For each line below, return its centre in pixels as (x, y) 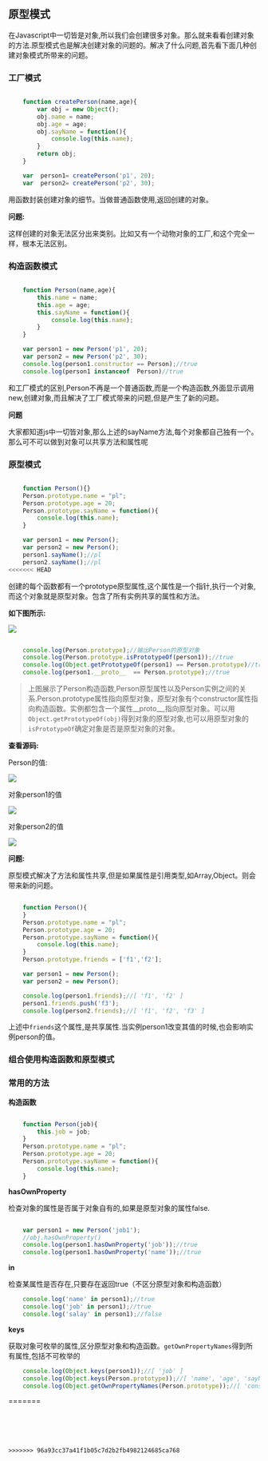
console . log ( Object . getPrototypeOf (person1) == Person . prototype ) (135, 665)
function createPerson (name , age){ (80, 102)
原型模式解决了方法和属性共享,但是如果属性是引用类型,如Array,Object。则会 (132, 876)
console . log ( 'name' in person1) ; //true (89, 1300)
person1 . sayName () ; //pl (62, 555)
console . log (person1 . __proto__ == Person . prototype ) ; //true (126, 673)
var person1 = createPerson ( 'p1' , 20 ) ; (89, 175)
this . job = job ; (64, 1132)
